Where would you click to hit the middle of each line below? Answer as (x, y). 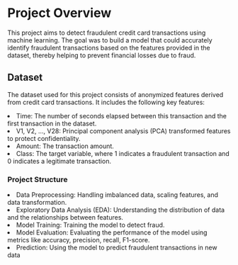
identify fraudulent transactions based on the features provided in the (109, 47)
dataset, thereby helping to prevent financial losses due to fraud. (102, 55)
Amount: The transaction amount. (66, 146)
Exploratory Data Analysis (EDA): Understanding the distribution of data (121, 210)
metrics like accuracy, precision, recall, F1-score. (79, 240)
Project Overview (59, 13)
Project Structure (38, 179)
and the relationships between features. (66, 218)
